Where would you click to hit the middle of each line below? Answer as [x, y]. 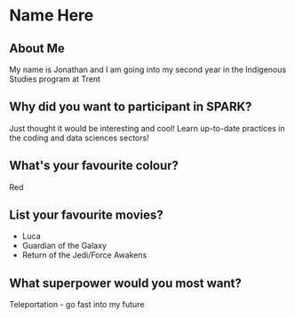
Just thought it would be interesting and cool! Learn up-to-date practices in [147, 128]
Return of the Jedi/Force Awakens [84, 255]
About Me [37, 48]
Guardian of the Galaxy [64, 246]
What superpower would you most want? [126, 283]
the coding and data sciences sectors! [79, 138]
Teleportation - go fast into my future [77, 305]
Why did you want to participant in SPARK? [131, 107]
